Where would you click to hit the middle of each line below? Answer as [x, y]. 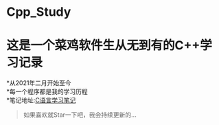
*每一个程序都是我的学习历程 [47, 92]
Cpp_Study [39, 12]
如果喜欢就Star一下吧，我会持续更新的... [80, 115]
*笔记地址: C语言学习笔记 [41, 100]
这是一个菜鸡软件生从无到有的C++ [103, 46]
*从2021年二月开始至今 [39, 83]
